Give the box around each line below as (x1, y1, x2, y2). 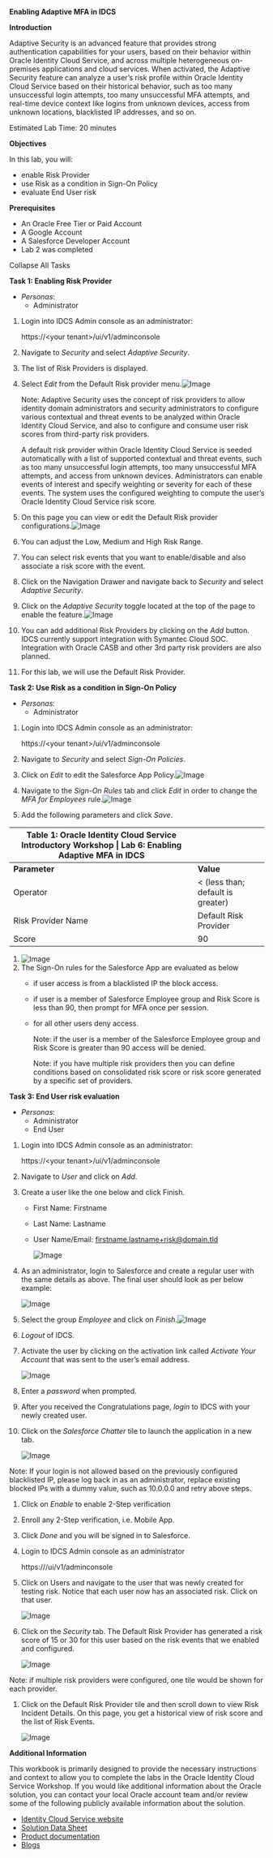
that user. (20, 1595, 53, 1605)
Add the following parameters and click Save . (20, 811, 173, 819)
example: (20, 1284, 52, 1292)
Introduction (9, 23, 52, 32)
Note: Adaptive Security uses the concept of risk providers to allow (20, 395, 245, 404)
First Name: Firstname (32, 1203, 108, 1212)
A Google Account (20, 227, 83, 237)
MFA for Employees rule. (20, 794, 104, 804)
